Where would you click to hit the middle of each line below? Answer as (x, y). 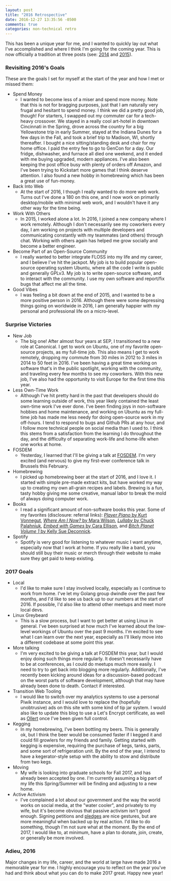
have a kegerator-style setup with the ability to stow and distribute (90, 756)
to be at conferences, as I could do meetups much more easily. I (88, 664)
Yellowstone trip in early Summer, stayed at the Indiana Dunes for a (91, 132)
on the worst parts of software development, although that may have (92, 681)
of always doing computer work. (54, 498)
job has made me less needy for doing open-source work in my (97, 417)
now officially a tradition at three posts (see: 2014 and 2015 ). (69, 55)
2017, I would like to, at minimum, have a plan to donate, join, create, (92, 832)
